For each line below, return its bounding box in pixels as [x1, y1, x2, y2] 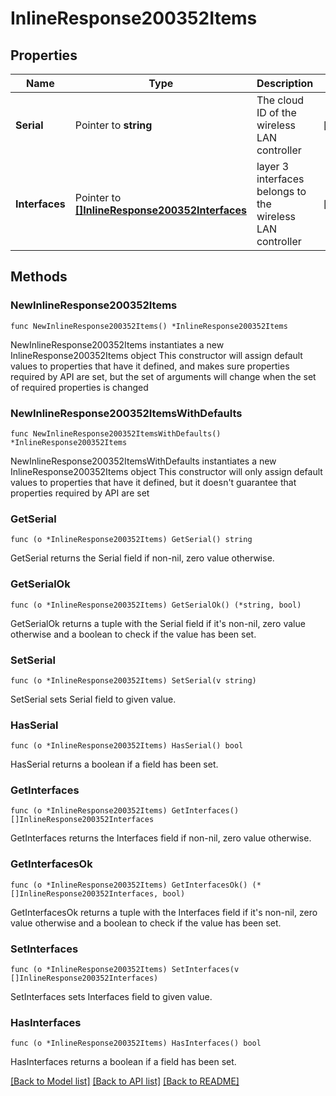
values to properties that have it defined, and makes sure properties [10, 360, 290, 372]
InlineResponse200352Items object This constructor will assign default [10, 349, 303, 361]
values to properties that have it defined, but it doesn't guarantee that [10, 476, 297, 488]
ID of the [256, 106, 297, 119]
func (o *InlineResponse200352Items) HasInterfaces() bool [10, 1038, 262, 1049]
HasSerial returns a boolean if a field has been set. [10, 758, 219, 771]
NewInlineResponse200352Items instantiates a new [10, 338, 225, 351]
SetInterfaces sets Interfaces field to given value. [10, 991, 213, 1003]
